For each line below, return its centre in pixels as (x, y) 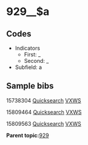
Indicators (27, 48)
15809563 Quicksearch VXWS (44, 123)
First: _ (32, 55)
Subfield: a (28, 67)
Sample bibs (30, 86)
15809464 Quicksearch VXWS (44, 112)
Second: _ (36, 61)
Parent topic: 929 (28, 135)
